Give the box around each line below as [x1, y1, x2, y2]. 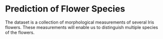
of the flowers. [5, 29, 35, 35]
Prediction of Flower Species [5, 3, 126, 14]
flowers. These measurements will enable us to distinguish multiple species [5, 24, 159, 30]
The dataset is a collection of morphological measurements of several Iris [5, 19, 154, 25]
